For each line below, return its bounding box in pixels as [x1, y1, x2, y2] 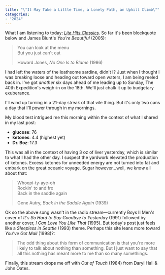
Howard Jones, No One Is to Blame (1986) [17, 60, 103, 66]
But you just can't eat [17, 50, 61, 56]
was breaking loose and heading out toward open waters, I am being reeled [5, 75, 159, 80]
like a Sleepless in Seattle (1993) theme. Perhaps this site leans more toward [5, 225, 160, 231]
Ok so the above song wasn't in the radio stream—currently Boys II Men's [5, 209, 155, 215]
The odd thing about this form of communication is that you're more [17, 240, 155, 246]
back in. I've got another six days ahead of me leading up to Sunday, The [5, 79, 154, 85]
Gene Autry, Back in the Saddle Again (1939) [17, 200, 108, 206]
